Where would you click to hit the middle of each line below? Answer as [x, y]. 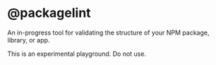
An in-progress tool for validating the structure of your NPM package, [108, 32]
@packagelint [49, 13]
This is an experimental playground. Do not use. [77, 54]
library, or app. [29, 40]
